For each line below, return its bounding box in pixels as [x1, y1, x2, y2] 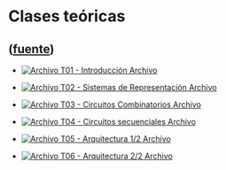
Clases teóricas [8, 6, 126, 27]
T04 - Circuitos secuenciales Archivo [60, 117, 197, 127]
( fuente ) [8, 42, 55, 57]
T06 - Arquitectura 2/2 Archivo [60, 151, 174, 161]
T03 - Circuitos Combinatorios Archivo [60, 99, 201, 110]
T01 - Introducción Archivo [60, 65, 158, 75]
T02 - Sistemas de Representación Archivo [60, 82, 218, 92]
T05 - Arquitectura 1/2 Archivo [60, 134, 172, 143]
